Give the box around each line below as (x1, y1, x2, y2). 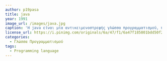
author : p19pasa (5, 7, 39, 12)
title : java (5, 12, 30, 17)
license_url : (5, 30, 32, 35)
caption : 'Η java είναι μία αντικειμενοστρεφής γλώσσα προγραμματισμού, (5, 26, 159, 30)
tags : (5, 44, 16, 49)
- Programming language (9, 48, 59, 53)
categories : (5, 35, 30, 40)
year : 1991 (5, 16, 28, 21)
